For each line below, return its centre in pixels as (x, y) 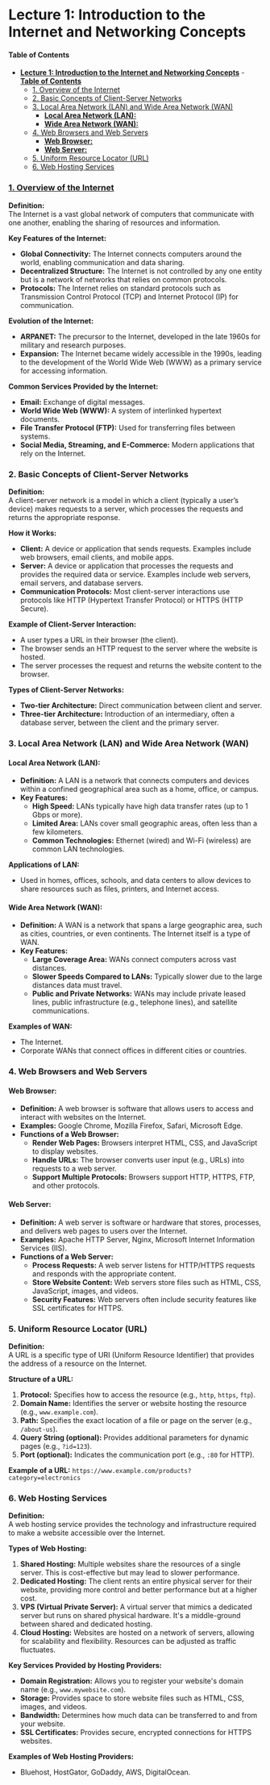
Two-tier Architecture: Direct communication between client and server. (141, 705)
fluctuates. (38, 1650)
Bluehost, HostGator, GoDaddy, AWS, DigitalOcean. (105, 1772)
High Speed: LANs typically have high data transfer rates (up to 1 (140, 806)
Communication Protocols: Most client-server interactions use (125, 591)
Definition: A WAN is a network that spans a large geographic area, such (141, 926)
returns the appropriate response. (64, 517)
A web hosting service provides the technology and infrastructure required (132, 1525)
